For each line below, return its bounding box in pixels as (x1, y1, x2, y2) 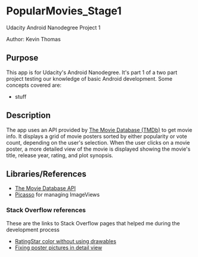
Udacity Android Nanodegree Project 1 (6, 24, 101, 31)
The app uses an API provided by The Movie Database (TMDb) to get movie (6, 126, 193, 133)
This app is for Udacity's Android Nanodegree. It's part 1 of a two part (6, 69, 178, 76)
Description (6, 111, 51, 121)
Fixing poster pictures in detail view (14, 244, 103, 251)
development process (6, 226, 60, 233)
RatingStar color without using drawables (14, 237, 116, 244)
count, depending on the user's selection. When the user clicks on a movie (6, 139, 190, 146)
